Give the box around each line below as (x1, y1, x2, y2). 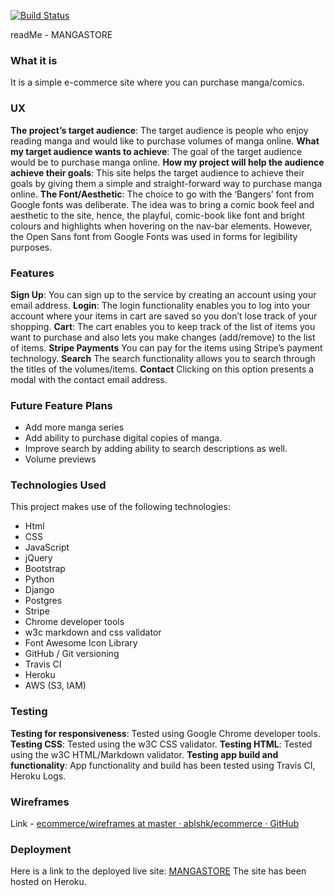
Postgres (24, 595, 63, 607)
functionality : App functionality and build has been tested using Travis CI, (10, 759, 316, 771)
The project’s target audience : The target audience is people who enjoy (10, 124, 309, 136)
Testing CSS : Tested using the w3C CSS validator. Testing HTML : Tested (10, 738, 313, 750)
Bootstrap (24, 563, 66, 575)
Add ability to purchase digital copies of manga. (24, 432, 223, 444)
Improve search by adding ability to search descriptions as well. (24, 443, 288, 455)
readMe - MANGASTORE (10, 29, 113, 40)
